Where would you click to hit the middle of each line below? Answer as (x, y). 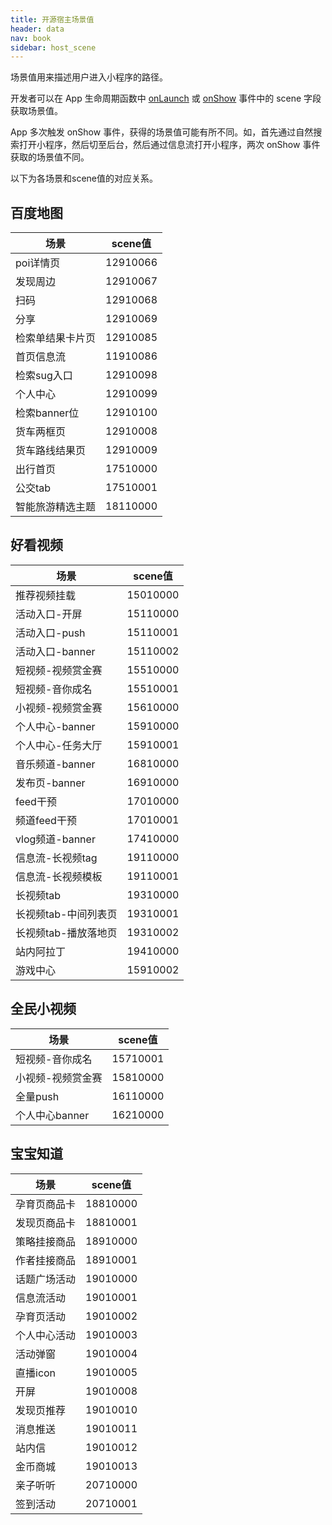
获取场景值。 (36, 111)
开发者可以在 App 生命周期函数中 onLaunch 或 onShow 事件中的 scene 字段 (166, 98)
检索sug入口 (44, 376)
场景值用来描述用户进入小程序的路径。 (89, 77)
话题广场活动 (46, 1279)
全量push (37, 1096)
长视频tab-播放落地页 (66, 933)
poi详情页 (38, 263)
